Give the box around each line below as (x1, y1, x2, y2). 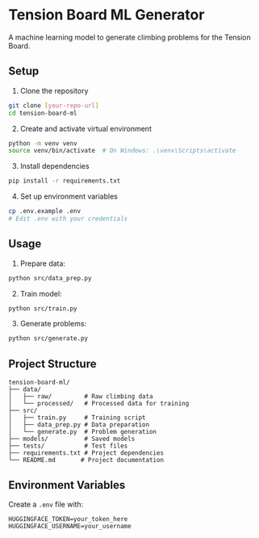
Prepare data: (19, 258, 66, 268)
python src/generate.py (8, 334, 89, 343)
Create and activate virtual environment (19, 124, 152, 133)
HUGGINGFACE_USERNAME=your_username (8, 522, 132, 530)
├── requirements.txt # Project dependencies (8, 449, 164, 457)
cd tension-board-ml (8, 109, 78, 117)
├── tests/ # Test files (8, 442, 128, 450)
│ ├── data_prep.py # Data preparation (8, 421, 150, 429)
